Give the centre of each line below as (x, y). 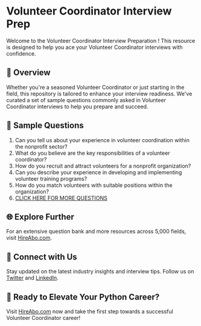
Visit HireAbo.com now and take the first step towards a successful (90, 311)
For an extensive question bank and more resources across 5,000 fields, (96, 232)
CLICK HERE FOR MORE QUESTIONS (61, 198)
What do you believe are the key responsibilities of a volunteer (92, 153)
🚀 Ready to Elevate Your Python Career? (83, 297)
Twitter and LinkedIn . (32, 278)
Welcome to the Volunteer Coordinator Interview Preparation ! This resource (101, 41)
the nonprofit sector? (41, 146)
